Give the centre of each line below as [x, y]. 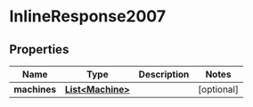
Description [164, 74]
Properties [39, 49]
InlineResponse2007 [88, 16]
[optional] [218, 89]
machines [35, 89]
